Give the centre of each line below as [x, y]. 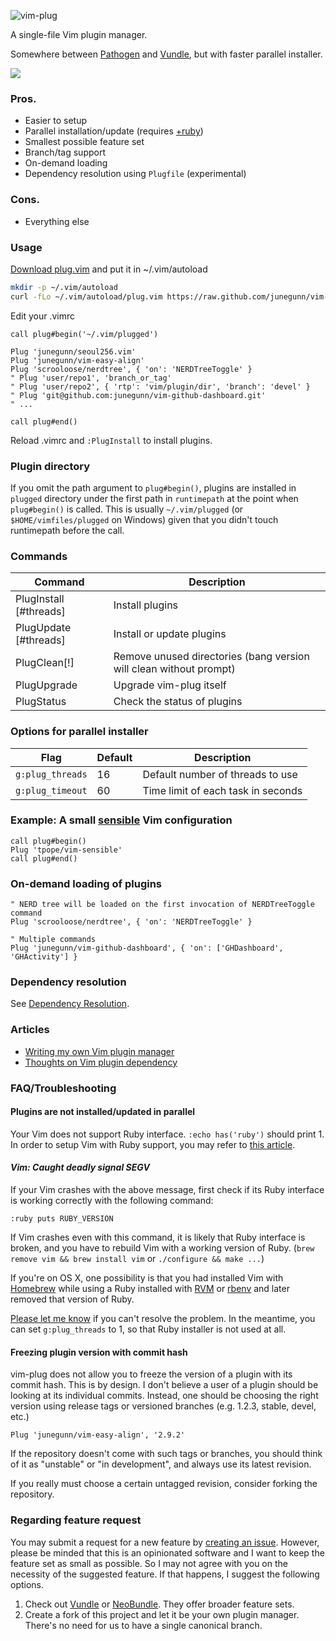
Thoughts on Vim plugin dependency [101, 1062]
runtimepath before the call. [67, 530]
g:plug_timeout [51, 790]
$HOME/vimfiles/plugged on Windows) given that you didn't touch [144, 519]
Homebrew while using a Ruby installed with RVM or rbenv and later [150, 1289]
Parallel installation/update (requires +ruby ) [114, 131]
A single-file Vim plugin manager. [79, 34]
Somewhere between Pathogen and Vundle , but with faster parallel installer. [166, 54]
